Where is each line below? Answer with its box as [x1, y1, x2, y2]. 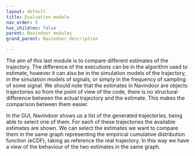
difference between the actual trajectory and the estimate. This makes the [6, 94, 185, 101]
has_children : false [6, 25, 57, 31]
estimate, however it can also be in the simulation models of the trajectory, [6, 70, 186, 76]
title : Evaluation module [6, 14, 69, 20]
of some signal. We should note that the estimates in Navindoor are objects [6, 82, 188, 89]
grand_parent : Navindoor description [6, 36, 99, 42]
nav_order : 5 [6, 19, 38, 25]
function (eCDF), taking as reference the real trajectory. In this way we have [6, 137, 190, 144]
